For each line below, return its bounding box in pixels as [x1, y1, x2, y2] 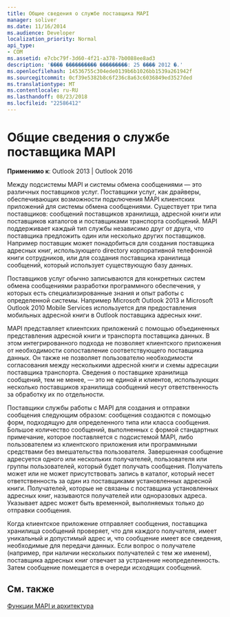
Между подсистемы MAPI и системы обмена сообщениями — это [7, 180, 202, 188]
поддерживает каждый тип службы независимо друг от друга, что [7, 224, 205, 232]
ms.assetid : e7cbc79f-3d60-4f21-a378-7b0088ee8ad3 [7, 55, 156, 62]
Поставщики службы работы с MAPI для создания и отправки [7, 403, 190, 412]
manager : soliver [7, 17, 57, 23]
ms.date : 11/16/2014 [7, 23, 67, 30]
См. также [7, 583, 55, 595]
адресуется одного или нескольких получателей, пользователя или [7, 454, 207, 463]
